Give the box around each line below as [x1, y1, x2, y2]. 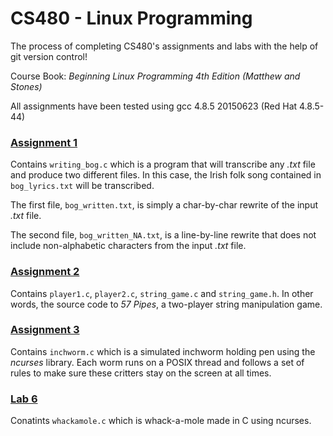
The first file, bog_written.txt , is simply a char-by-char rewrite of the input [10, 199, 319, 211]
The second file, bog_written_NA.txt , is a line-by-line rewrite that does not [10, 229, 317, 241]
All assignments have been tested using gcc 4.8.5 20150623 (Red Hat [10, 100, 298, 112]
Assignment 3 [10, 323, 80, 337]
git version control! [10, 50, 88, 62]
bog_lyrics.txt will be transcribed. [10, 180, 155, 192]
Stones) [10, 80, 43, 92]
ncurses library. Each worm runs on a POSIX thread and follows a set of [10, 356, 305, 368]
